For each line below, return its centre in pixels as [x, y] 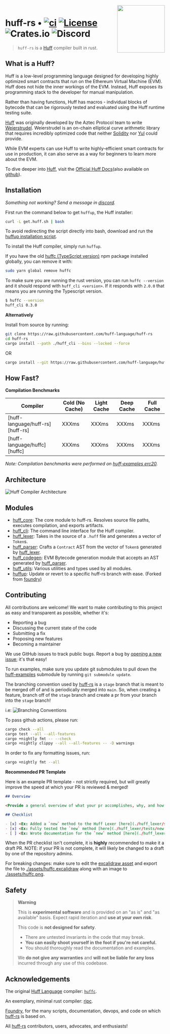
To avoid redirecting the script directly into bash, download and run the [79, 231]
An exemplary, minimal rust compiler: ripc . [49, 1001]
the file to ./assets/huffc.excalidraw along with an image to [66, 869]
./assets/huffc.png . [25, 874]
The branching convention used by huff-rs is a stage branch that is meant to [84, 684]
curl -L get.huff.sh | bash [35, 222]
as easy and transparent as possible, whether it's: [57, 613]
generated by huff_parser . [40, 563]
